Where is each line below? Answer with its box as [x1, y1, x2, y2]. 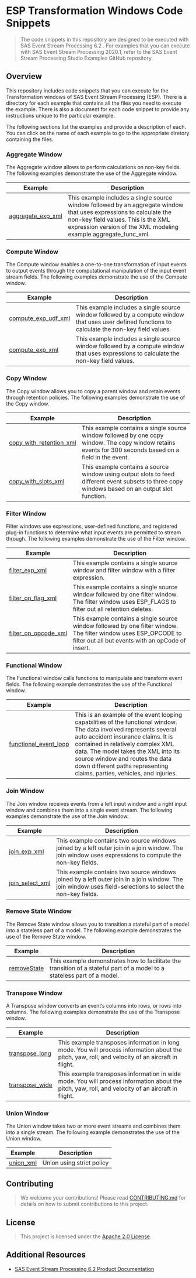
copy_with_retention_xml [9, 438, 76, 446]
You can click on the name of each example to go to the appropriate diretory [6, 129, 190, 136]
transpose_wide [9, 1081, 52, 1089]
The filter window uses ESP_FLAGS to [72, 597, 177, 606]
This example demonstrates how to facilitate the [49, 957, 181, 965]
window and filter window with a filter [72, 566, 176, 574]
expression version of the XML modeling [68, 223, 179, 231]
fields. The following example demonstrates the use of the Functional [6, 681, 173, 688]
